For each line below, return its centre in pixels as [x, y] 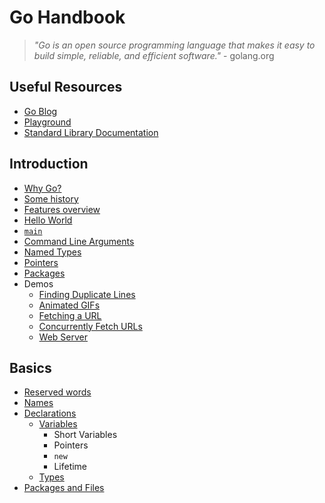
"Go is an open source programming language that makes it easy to [174, 45]
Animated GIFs [69, 305]
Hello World [48, 220]
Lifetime [70, 467]
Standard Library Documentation [91, 132]
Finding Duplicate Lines [87, 294]
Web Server [63, 337]
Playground [47, 122]
